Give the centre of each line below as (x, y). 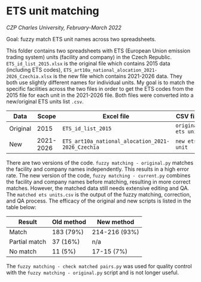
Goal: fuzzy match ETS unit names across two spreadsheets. (81, 39)
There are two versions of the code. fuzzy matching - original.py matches (100, 163)
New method (115, 222)
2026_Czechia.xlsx (29, 76)
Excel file (116, 116)
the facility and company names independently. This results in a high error (98, 169)
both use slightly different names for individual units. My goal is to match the (100, 82)
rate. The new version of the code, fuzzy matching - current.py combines (98, 175)
